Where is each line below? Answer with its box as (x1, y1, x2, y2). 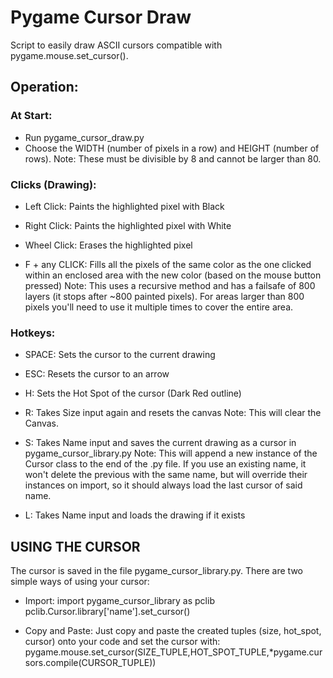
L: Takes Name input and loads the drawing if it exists (24, 509, 246, 521)
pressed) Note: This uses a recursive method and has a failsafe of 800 (24, 279, 316, 291)
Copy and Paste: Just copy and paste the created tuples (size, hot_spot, (24, 625, 322, 637)
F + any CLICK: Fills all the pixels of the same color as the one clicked (24, 258, 312, 270)
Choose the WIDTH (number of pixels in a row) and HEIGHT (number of (24, 142, 320, 154)
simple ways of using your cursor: (10, 576, 150, 588)
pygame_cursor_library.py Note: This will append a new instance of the (24, 447, 318, 460)
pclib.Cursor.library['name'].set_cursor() (24, 606, 191, 618)
